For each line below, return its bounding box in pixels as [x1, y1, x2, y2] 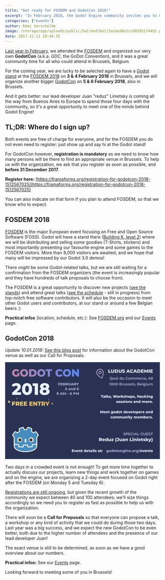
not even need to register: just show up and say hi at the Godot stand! [5, 141, 146, 147]
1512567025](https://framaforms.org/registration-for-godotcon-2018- [5, 181, 146, 187]
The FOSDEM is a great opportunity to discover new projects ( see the [5, 284, 146, 290]
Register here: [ [5, 176, 38, 182]
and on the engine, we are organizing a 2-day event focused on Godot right [5, 475, 158, 481]
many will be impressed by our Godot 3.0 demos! [5, 255, 105, 261]
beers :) [5, 305, 21, 311]
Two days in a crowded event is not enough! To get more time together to [5, 464, 154, 470]
